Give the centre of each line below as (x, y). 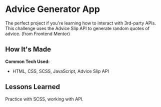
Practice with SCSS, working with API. (44, 99)
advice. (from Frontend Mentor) (38, 33)
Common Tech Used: (27, 61)
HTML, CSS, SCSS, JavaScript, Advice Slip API (60, 71)
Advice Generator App (52, 9)
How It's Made (28, 49)
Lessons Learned (32, 87)
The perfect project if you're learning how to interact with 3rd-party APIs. (81, 23)
